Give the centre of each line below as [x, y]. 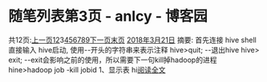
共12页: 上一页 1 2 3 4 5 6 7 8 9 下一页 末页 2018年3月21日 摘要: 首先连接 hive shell [132, 40]
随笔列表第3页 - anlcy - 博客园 [108, 16]
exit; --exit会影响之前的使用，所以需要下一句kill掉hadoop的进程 [113, 60]
